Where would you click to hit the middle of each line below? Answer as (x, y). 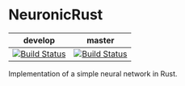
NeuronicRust (56, 15)
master (100, 40)
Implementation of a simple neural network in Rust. (93, 73)
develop (39, 40)
